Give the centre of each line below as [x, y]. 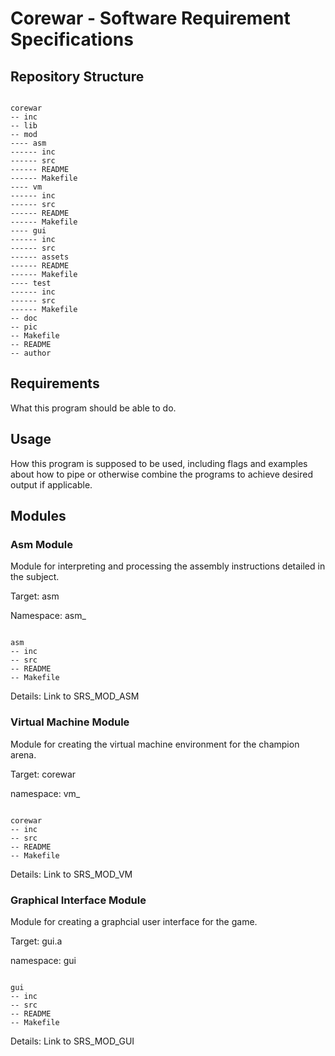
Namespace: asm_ [48, 616]
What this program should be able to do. [93, 408]
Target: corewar [43, 774]
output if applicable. [51, 484]
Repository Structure [77, 76]
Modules [38, 516]
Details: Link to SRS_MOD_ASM [75, 696]
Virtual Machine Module [70, 722]
